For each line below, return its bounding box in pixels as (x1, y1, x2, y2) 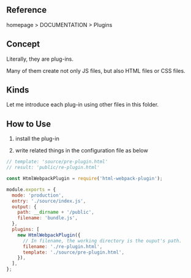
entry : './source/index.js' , (12, 198, 86, 204)
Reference (6, 5, 47, 15)
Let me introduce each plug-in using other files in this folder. (6, 101, 159, 108)
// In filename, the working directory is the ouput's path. (22, 238, 182, 244)
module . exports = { (6, 186, 56, 192)
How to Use (6, 119, 51, 129)
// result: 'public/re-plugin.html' (6, 165, 100, 171)
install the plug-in (15, 135, 59, 143)
